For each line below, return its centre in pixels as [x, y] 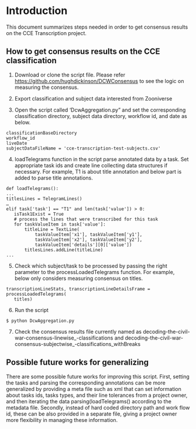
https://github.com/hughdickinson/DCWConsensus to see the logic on [99, 81]
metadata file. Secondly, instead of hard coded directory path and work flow [98, 407]
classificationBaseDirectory [42, 133]
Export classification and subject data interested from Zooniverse [93, 98]
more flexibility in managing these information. [62, 420]
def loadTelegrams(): [32, 188]
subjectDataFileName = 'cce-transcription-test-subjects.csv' [83, 148]
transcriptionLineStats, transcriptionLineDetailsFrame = [78, 289]
